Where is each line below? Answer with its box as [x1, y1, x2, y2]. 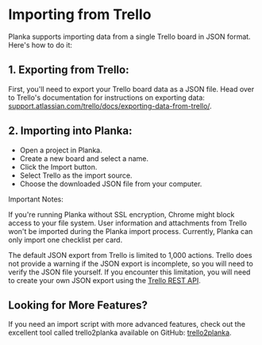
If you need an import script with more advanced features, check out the [8, 320, 246, 329]
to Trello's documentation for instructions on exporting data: [8, 93, 205, 102]
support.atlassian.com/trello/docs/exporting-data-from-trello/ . [8, 101, 212, 110]
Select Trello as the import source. [19, 171, 133, 180]
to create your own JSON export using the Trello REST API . [8, 275, 201, 285]
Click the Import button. [19, 162, 98, 171]
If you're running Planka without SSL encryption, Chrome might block [8, 209, 235, 219]
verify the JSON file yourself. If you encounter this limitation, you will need [8, 267, 251, 277]
